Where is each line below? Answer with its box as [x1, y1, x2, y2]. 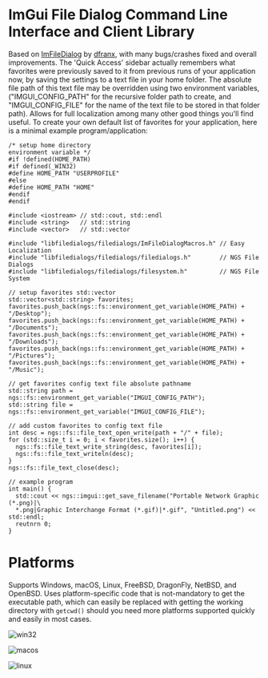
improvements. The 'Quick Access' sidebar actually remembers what [8, 58, 236, 67]
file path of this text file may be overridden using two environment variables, [8, 83, 260, 93]
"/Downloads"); [8, 337, 59, 345]
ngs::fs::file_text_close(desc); [8, 463, 120, 472]
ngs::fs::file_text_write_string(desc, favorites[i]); [15, 442, 202, 450]
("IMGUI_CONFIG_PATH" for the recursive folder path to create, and [8, 91, 232, 101]
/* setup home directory [8, 141, 91, 149]
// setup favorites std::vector [8, 289, 116, 297]
